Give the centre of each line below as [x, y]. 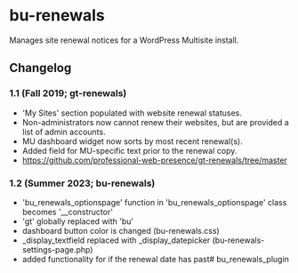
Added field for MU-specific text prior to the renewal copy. [129, 150]
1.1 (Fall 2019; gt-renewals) [68, 93]
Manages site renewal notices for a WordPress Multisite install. [124, 40]
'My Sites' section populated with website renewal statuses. [132, 113]
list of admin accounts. [64, 132]
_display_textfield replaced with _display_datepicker [116, 240]
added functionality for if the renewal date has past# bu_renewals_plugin [155, 259]
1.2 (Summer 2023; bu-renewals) [82, 183]
